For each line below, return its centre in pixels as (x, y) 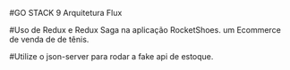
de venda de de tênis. (49, 39)
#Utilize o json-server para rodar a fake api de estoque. (111, 56)
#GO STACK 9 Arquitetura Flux (66, 13)
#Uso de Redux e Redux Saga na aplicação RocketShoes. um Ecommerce (145, 30)
